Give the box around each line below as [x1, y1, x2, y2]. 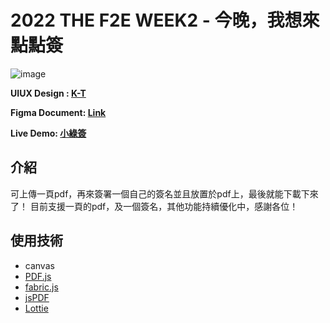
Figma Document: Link [10, 106, 107, 118]
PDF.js [24, 270, 52, 282]
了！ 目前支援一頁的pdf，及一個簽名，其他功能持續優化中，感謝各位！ [10, 200, 299, 212]
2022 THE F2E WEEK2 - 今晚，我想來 [10, 9, 320, 32]
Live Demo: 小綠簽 [10, 127, 87, 139]
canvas [24, 259, 55, 271]
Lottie [24, 302, 49, 314]
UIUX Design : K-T [10, 87, 87, 99]
